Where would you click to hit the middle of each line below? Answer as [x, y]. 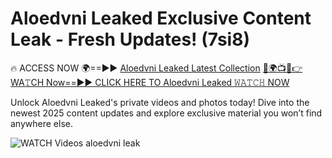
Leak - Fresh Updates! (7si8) [130, 39]
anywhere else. [41, 123]
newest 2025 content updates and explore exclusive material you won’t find [166, 113]
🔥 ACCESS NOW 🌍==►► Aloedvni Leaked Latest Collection [135, 68]
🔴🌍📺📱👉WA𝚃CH [282, 68]
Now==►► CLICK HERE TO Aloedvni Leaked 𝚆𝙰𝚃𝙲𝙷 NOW [168, 82]
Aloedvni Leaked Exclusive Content [161, 18]
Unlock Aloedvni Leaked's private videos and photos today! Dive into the [160, 102]
